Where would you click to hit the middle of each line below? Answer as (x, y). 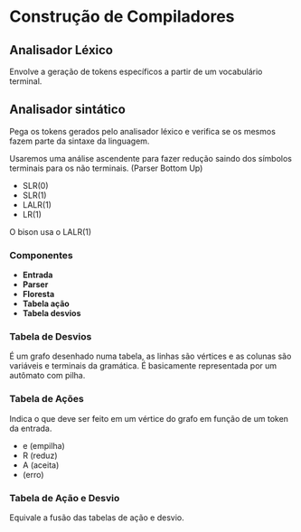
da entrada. (31, 428)
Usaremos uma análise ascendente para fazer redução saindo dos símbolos (150, 158)
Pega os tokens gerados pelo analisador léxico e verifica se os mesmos (142, 131)
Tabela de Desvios (51, 337)
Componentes (42, 255)
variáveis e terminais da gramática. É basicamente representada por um (143, 366)
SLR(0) (35, 185)
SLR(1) (34, 195)
